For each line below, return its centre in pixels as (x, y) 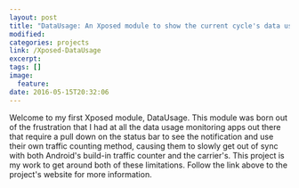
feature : (33, 84)
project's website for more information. (81, 174)
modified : (28, 34)
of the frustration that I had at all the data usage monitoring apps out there (145, 127)
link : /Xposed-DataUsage (55, 51)
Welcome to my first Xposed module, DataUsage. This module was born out (148, 118)
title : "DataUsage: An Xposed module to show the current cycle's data (145, 26)
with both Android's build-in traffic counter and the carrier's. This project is (147, 155)
